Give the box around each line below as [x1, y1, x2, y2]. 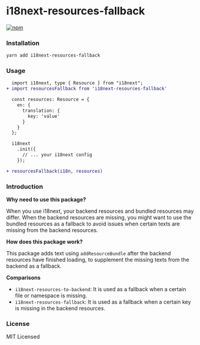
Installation [6, 39, 40, 47]
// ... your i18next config [22, 152, 93, 158]
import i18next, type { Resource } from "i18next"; [11, 80, 144, 86]
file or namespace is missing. [14, 292, 87, 299]
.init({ [17, 146, 36, 152]
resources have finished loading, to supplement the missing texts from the [6, 256, 190, 263]
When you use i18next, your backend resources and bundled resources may [6, 207, 194, 215]
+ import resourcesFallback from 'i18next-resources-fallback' [6, 86, 168, 92]
